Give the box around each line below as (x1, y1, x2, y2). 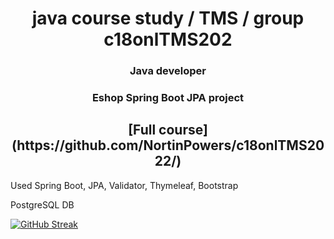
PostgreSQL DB (10, 198, 75, 211)
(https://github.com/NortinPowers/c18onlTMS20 (11, 137, 325, 154)
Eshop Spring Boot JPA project (91, 91, 245, 105)
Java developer (129, 64, 207, 78)
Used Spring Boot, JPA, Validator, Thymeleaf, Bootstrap (10, 179, 239, 191)
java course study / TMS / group (31, 7, 305, 30)
